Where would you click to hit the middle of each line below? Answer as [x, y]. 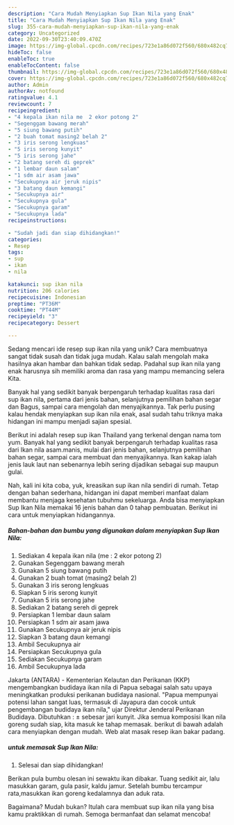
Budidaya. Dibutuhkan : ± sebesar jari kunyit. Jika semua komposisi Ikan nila [117, 717]
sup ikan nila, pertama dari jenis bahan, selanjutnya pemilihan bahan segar [115, 399]
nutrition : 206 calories [44, 291]
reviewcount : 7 [30, 104]
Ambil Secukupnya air [49, 644]
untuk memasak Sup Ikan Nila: [53, 747]
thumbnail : [24, 72]
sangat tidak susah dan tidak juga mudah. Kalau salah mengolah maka [108, 356]
